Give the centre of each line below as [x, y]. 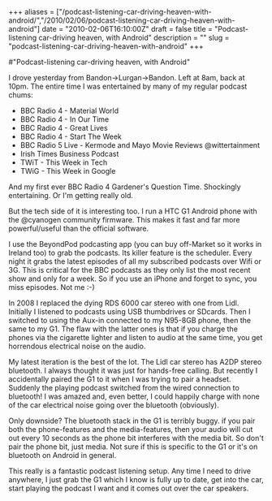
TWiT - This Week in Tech [64, 162]
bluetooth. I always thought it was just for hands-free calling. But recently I [133, 370]
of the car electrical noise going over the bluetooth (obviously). [114, 405]
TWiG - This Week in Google [68, 171]
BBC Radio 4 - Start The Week [71, 136]
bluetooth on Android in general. [63, 455]
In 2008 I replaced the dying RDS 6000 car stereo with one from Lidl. [124, 303]
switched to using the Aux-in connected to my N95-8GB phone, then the [130, 320]
